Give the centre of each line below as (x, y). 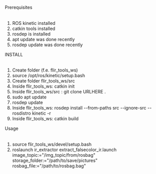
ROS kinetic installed (34, 23)
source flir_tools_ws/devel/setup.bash (52, 144)
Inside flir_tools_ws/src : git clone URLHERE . (59, 92)
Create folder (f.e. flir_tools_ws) (45, 70)
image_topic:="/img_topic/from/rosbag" (54, 155)
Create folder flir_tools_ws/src (43, 81)
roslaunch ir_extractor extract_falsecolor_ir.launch (64, 150)
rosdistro (21, 113)
